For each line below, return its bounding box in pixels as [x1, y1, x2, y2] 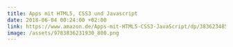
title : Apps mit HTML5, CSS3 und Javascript [7, 10, 138, 17]
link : [7, 23, 23, 30]
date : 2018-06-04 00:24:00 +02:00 [7, 17, 107, 23]
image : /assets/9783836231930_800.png [7, 29, 119, 37]
